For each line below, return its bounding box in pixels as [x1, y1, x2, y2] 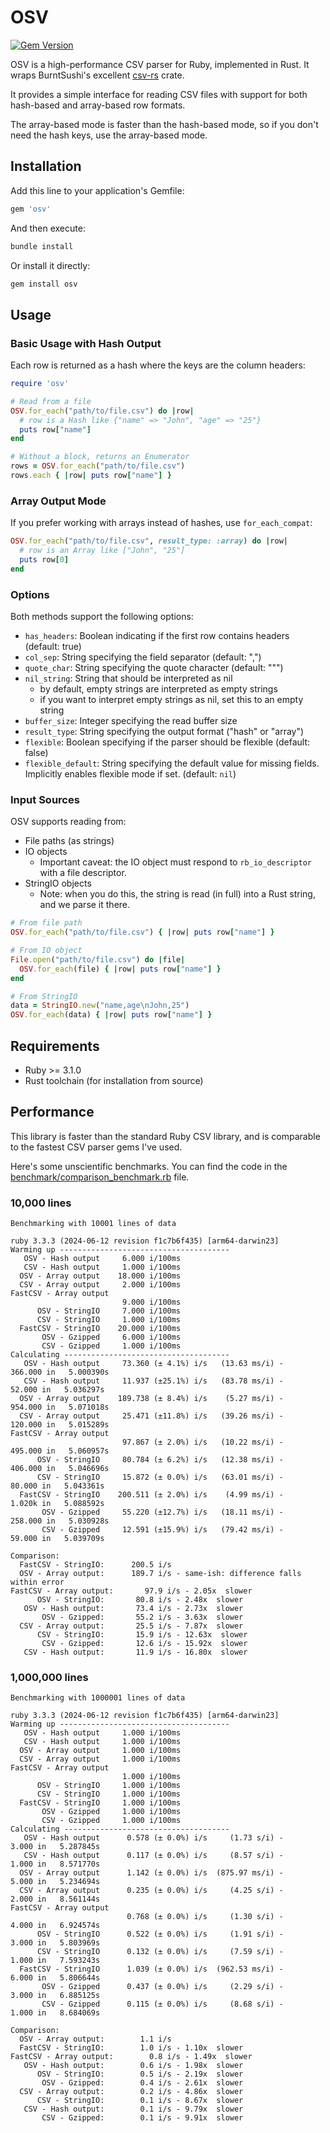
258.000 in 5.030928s [10, 1516, 110, 1526]
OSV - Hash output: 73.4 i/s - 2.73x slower [23, 1604, 244, 1614]
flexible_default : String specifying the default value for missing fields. [24, 757, 320, 770]
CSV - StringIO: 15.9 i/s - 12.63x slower [36, 1630, 248, 1640]
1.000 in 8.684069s [10, 2008, 101, 2018]
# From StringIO [10, 991, 78, 1001]
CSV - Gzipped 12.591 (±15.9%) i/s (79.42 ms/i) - [41, 1525, 284, 1535]
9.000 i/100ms [121, 1297, 182, 1308]
